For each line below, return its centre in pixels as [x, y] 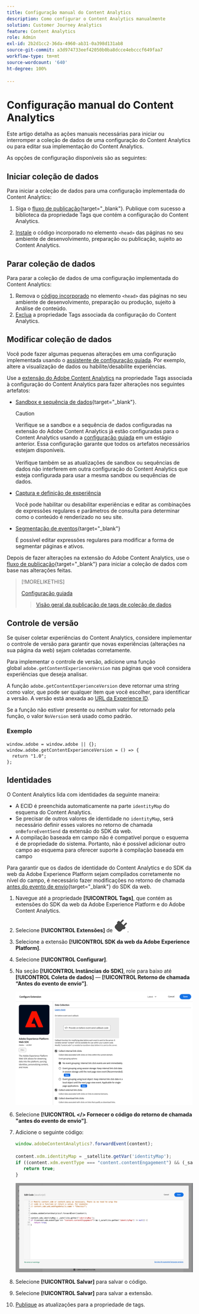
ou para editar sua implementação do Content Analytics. [75, 146]
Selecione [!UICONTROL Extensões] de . [72, 930]
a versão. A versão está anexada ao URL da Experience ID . [78, 698]
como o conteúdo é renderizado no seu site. [69, 517]
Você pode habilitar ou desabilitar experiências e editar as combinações [103, 504]
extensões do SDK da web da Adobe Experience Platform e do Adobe [100, 904]
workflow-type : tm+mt [33, 56]
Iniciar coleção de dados [53, 177]
